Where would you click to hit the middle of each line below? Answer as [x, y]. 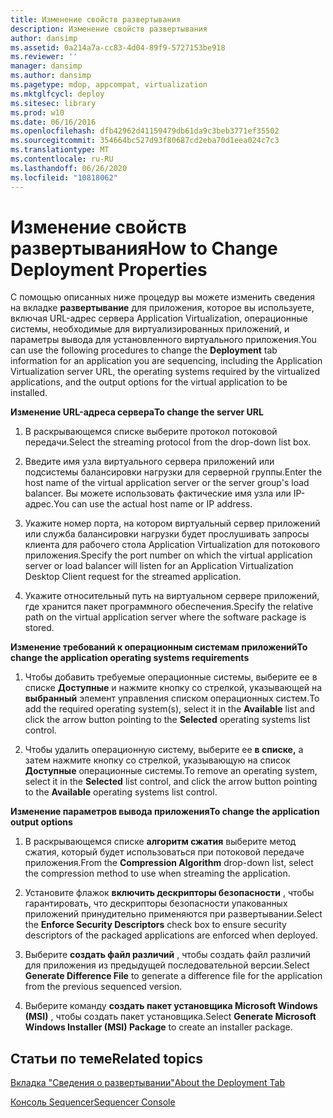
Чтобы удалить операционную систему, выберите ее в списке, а [164, 750]
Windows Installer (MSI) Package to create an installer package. [158, 1027]
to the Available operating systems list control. [121, 792]
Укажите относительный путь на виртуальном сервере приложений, [172, 596]
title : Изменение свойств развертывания [96, 19]
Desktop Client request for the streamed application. [133, 577]
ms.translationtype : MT [60, 150]
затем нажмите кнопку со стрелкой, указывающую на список [157, 760]
